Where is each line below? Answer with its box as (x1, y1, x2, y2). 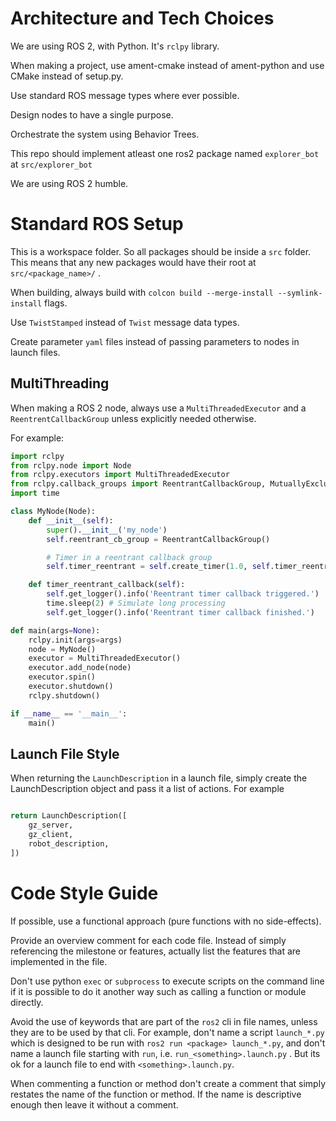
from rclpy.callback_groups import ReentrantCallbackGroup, (10, 479, 267, 489)
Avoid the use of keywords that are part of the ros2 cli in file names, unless (10, 1015, 318, 1027)
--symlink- (277, 288, 323, 298)
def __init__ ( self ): (28, 515, 114, 526)
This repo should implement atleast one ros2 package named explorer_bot (10, 147, 320, 159)
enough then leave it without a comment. (10, 1098, 179, 1111)
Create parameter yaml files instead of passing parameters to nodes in (10, 335, 300, 347)
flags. (44, 297, 68, 309)
